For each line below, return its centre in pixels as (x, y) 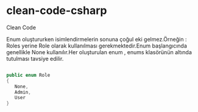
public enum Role (28, 75)
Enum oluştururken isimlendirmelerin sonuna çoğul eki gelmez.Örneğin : (97, 39)
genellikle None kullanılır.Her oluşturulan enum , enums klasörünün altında (99, 52)
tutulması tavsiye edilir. (35, 58)
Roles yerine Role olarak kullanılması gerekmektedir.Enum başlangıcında (97, 46)
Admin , (23, 92)
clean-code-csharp (57, 11)
